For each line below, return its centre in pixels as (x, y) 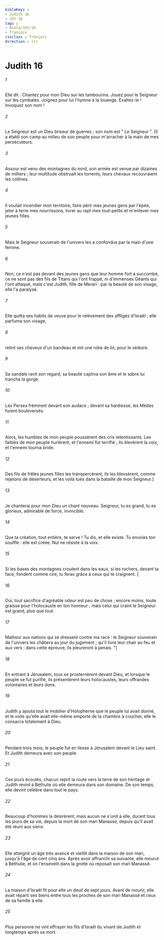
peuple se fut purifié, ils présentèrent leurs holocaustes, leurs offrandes (77, 679)
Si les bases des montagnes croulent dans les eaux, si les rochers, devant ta (82, 569)
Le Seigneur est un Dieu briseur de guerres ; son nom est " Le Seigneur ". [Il (81, 132)
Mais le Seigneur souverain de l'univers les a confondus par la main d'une (79, 242)
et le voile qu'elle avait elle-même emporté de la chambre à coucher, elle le (81, 716)
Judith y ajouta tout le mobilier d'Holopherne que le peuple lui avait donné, (80, 711)
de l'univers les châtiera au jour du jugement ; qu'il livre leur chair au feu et (80, 642)
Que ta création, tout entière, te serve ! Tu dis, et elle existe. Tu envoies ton (80, 537)
